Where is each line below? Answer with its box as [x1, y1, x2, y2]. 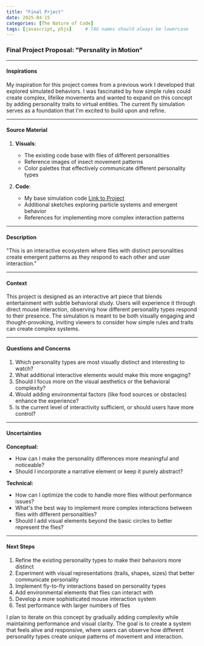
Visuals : [15, 140, 36, 147]
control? [15, 410, 36, 417]
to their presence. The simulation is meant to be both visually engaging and [6, 312, 195, 319]
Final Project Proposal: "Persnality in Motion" [6, 46, 143, 55]
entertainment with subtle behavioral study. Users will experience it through [6, 299, 195, 307]
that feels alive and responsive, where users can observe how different [6, 626, 184, 633]
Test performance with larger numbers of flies [15, 602, 131, 609]
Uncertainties [6, 429, 42, 437]
